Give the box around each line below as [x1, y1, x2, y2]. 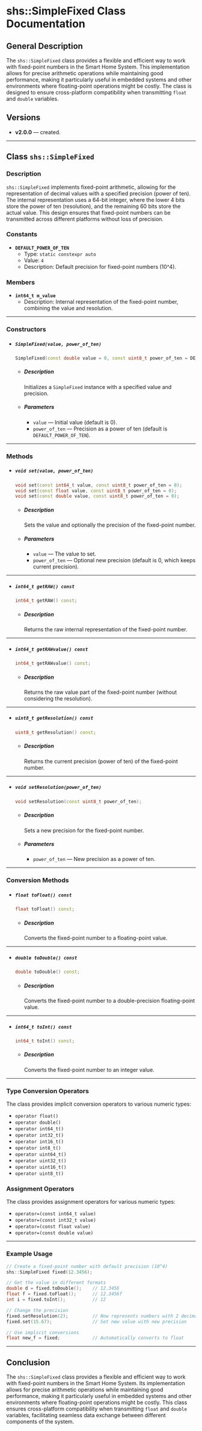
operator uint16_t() [14, 1165, 67, 1171]
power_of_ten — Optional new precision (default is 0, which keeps [32, 557, 196, 564]
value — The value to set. [32, 550, 96, 557]
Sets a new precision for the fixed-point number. [23, 827, 144, 834]
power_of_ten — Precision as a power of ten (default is [32, 425, 168, 432]
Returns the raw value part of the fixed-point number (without [23, 688, 177, 696]
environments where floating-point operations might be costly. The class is [6, 82, 192, 90]
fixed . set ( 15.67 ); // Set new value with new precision [6, 1319, 187, 1325]
